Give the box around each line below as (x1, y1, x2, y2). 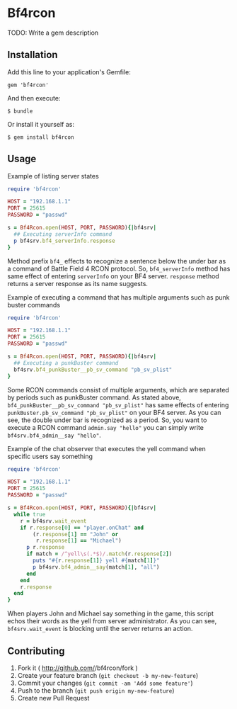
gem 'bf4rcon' (7, 81, 50, 89)
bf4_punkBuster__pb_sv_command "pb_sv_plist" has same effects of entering (7, 400, 229, 409)
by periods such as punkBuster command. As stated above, (7, 393, 182, 402)
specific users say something (7, 452, 93, 460)
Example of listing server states (7, 171, 99, 180)
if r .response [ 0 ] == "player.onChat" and (20, 524, 144, 531)
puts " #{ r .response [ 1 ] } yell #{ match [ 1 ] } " (33, 557, 160, 565)
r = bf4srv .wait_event (20, 517, 87, 525)
